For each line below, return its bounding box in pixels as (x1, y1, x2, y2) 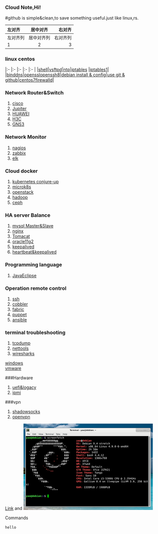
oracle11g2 (12, 239, 34, 245)
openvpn (12, 414, 30, 420)
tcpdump (12, 340, 31, 346)
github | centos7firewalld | (5, 77, 54, 83)
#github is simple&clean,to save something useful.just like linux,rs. (5, 15, 139, 21)
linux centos (5, 56, 35, 62)
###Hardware (5, 375, 33, 381)
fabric (12, 306, 24, 312)
